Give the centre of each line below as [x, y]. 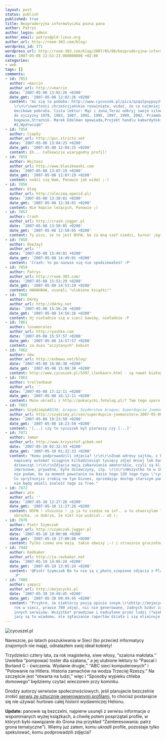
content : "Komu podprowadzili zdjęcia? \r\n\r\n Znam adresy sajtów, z [84, 456]
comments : [15, 74]
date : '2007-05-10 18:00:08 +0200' [46, 534]
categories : [17, 60]
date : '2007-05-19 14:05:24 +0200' [46, 561]
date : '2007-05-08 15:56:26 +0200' [46, 309]
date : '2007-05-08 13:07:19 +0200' [46, 171]
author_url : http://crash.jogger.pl [47, 221]
